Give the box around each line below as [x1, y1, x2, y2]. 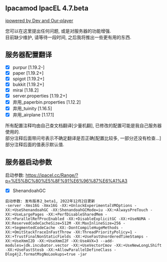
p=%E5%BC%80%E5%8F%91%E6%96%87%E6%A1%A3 [5, 178, 128, 184]
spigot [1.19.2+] [12, 75, 45, 81]
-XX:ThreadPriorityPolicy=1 [73, 230, 133, 235]
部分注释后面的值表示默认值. [5, 142, 65, 148]
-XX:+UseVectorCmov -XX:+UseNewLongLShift [70, 243, 162, 248]
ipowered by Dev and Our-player [5, 17, 73, 23]
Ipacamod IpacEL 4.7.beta [5, 4, 89, 13]
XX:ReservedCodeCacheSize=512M [5, 221, 71, 226]
